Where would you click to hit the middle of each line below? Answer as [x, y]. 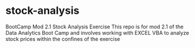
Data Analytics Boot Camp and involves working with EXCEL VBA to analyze [97, 32]
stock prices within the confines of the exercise [63, 39]
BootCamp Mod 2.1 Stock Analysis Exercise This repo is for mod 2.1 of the [95, 27]
